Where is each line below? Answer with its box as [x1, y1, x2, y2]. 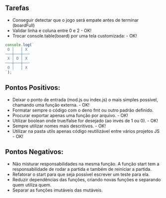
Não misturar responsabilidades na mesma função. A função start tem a [12, 160, 160, 167]
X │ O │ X [7, 56, 28, 61]
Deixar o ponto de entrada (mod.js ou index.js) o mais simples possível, [12, 96, 158, 103]
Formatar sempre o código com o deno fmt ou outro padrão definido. [12, 107, 154, 113]
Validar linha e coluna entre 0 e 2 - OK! [12, 27, 92, 34]
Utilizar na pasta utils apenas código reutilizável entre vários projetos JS [12, 128, 160, 134]
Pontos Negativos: [5, 148, 63, 156]
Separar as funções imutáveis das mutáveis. [12, 187, 103, 193]
